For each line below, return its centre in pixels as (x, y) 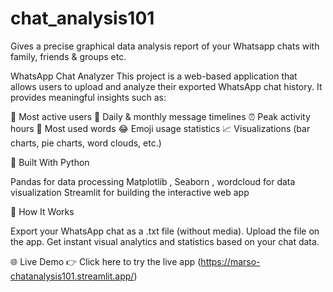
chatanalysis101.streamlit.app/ (72, 276)
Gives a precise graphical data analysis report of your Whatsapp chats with (165, 46)
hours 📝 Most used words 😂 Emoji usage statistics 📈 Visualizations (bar (160, 128)
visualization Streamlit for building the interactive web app (130, 192)
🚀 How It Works (42, 211)
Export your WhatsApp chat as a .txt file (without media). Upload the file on (165, 231)
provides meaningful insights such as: (88, 97)
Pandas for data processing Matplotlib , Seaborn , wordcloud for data (153, 181)
